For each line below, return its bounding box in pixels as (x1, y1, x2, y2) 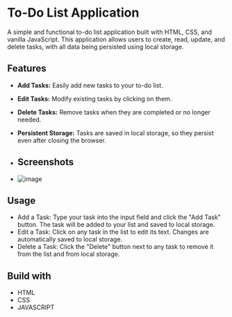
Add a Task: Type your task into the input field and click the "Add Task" (17, 213, 221, 221)
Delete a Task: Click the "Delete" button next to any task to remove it (17, 243, 214, 251)
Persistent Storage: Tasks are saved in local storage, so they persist (17, 128, 214, 137)
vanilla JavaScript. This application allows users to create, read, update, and (7, 35, 226, 43)
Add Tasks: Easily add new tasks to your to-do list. (17, 81, 163, 89)
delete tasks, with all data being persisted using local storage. (7, 42, 184, 51)
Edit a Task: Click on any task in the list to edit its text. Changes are (17, 228, 210, 237)
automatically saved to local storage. (17, 235, 123, 243)
